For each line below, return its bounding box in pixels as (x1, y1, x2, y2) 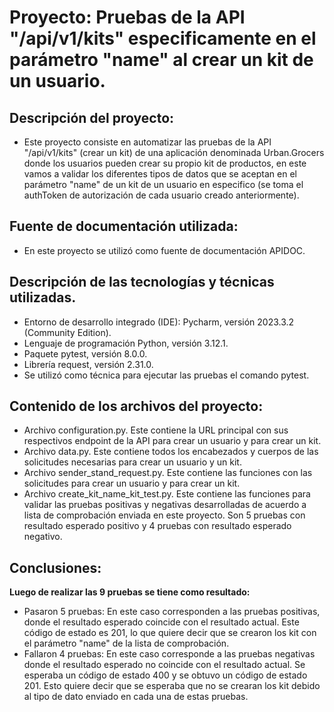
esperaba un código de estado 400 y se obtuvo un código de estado (23, 669, 308, 681)
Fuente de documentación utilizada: (9, 218, 239, 235)
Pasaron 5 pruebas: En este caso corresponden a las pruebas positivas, (23, 606, 321, 618)
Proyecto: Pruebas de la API (9, 6, 246, 29)
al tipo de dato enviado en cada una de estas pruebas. (23, 691, 249, 703)
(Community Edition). (23, 326, 112, 338)
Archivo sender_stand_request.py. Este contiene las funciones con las (23, 467, 313, 479)
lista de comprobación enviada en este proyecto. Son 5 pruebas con (23, 509, 306, 521)
